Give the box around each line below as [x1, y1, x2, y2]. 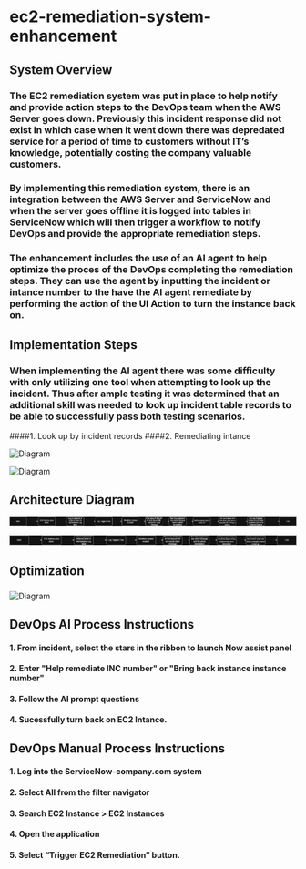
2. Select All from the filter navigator [9, 786, 150, 798]
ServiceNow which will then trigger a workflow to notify [9, 216, 261, 229]
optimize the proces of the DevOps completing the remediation [9, 263, 294, 276]
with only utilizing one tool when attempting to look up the [9, 375, 271, 388]
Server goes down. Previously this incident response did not [9, 112, 282, 125]
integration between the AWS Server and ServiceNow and [9, 193, 271, 206]
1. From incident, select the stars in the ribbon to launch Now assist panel [9, 642, 292, 653]
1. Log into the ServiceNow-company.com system [9, 766, 202, 777]
